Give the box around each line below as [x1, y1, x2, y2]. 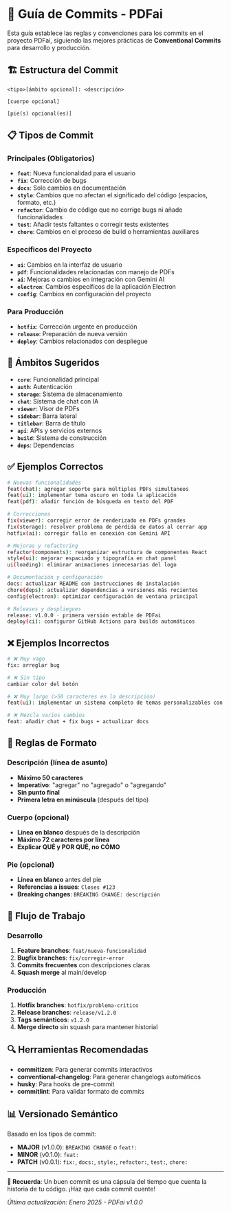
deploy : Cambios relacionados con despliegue [16, 337, 148, 346]
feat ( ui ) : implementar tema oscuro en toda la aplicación [7, 492, 177, 499]
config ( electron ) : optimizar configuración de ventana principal [7, 593, 198, 600]
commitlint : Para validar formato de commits [16, 1088, 144, 1096]
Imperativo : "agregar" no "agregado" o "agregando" [16, 780, 167, 789]
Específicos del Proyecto [7, 245, 92, 254]
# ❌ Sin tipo [7, 674, 45, 681]
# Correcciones [7, 511, 51, 518]
